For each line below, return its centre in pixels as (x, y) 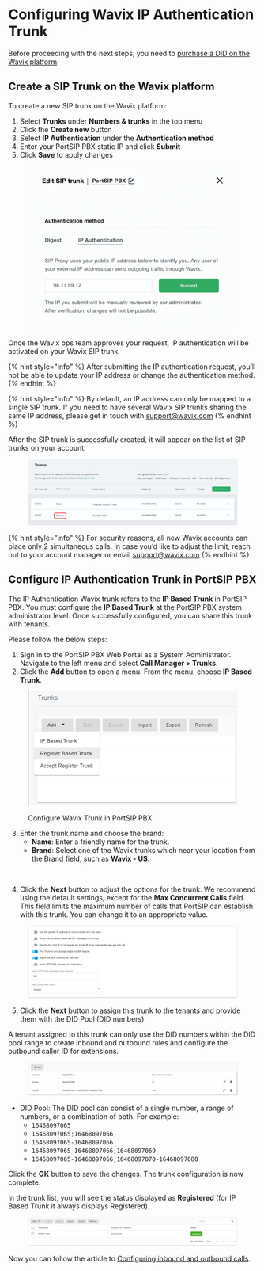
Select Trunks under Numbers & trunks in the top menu (111, 121)
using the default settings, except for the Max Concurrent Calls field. (132, 898)
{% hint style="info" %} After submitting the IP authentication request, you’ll (132, 367)
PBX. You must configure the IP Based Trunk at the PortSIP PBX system (125, 607)
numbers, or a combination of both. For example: (99, 1116)
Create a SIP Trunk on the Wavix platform (111, 87)
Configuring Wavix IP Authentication (131, 15)
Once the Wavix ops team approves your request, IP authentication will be (128, 343)
